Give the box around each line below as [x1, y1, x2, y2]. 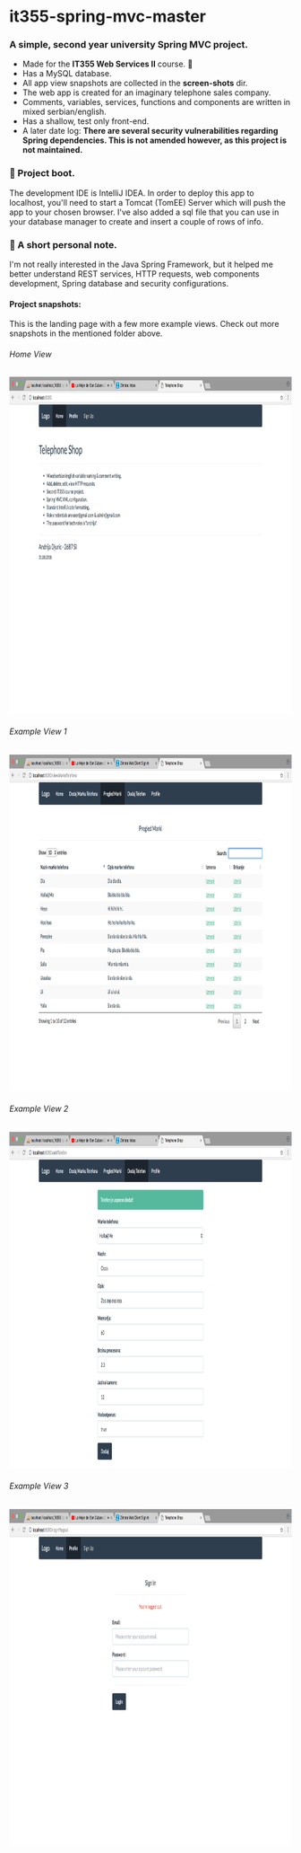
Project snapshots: [9, 298, 82, 309]
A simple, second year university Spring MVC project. [9, 39, 248, 51]
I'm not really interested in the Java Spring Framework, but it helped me [9, 259, 273, 270]
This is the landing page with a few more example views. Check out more [9, 319, 279, 330]
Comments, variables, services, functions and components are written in [21, 97, 291, 108]
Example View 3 [9, 1480, 69, 1492]
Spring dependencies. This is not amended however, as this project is [21, 135, 287, 146]
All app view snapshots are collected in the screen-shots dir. [21, 78, 248, 89]
